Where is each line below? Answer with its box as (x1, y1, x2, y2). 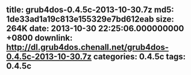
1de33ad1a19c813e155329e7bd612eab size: (6, 14, 175, 25)
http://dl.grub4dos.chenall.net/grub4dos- (6, 42, 169, 53)
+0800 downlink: (6, 33, 73, 43)
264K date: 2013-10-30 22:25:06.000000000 (6, 23, 184, 34)
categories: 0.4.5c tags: (93, 52, 186, 62)
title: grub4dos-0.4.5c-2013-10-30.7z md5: (6, 5, 175, 15)
